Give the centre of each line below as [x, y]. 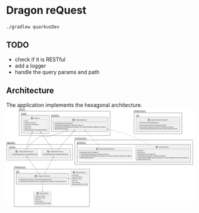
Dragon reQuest [46, 10]
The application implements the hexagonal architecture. [74, 105]
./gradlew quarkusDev [33, 27]
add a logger [30, 65]
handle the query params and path [57, 72]
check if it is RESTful [40, 59]
